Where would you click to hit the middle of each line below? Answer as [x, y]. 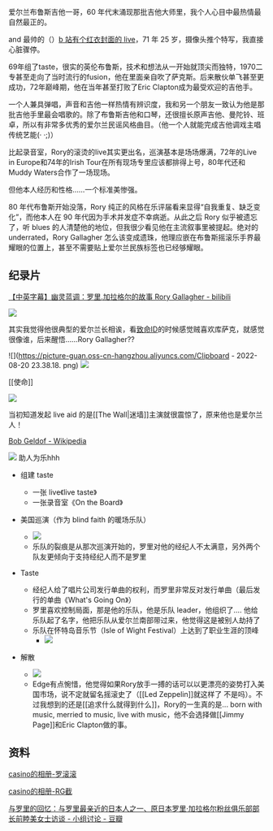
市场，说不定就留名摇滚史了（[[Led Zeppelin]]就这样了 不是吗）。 [147, 694]
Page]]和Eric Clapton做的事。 [82, 725]
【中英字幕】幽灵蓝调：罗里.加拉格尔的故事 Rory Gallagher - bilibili [120, 296]
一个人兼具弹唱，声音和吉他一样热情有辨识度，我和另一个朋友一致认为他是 [133, 104]
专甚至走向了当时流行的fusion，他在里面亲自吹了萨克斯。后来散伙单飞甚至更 [136, 77]
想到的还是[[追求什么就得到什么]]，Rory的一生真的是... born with [154, 704]
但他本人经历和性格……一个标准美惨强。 [75, 190]
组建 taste [37, 474]
